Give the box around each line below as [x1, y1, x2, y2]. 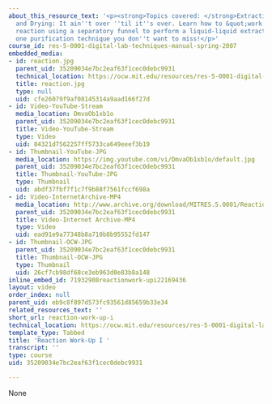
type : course [8, 351, 53, 359]
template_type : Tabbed [8, 329, 85, 337]
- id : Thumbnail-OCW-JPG [8, 239, 92, 247]
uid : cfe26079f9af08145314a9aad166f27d [15, 95, 151, 103]
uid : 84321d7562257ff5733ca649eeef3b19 [15, 140, 151, 148]
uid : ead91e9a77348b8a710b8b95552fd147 [15, 230, 151, 239]
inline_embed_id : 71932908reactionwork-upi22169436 [8, 276, 186, 284]
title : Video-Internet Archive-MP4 [15, 216, 136, 224]
